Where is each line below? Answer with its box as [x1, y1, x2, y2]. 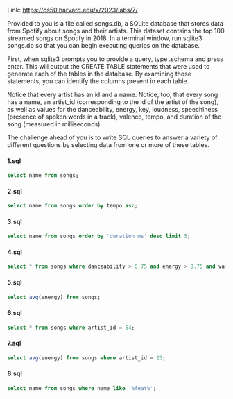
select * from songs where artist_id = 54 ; [7, 324, 135, 331]
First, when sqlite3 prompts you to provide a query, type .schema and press [7, 55, 224, 63]
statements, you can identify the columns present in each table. [7, 77, 189, 85]
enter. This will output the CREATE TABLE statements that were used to [7, 62, 210, 70]
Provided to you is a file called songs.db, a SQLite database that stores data [7, 19, 224, 27]
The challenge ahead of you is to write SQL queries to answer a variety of [7, 133, 218, 142]
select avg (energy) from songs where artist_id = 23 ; [7, 354, 166, 362]
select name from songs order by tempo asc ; [7, 203, 138, 210]
